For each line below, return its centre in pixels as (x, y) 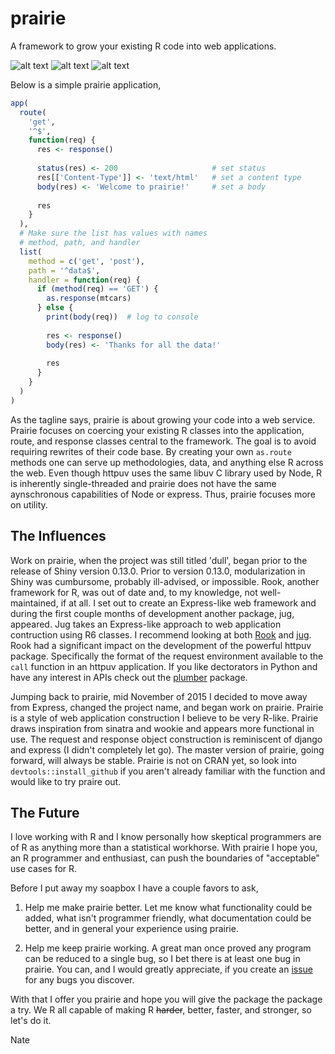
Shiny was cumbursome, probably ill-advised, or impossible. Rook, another (165, 581)
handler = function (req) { (84, 280)
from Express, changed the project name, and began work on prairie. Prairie (167, 707)
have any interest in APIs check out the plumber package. (129, 677)
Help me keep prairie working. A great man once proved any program (168, 948)
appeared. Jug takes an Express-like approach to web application (146, 624)
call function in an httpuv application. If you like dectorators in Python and (164, 666)
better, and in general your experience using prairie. (131, 929)
